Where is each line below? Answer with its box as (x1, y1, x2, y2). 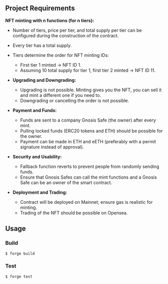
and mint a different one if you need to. (20, 92, 101, 98)
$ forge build (5, 251, 35, 256)
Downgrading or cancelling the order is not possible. (20, 97, 130, 103)
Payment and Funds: (12, 107, 57, 113)
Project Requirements (5, 4, 75, 13)
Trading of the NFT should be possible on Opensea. (20, 209, 128, 216)
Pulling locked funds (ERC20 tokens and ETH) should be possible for (20, 128, 163, 134)
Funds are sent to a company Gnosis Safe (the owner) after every (20, 117, 156, 123)
